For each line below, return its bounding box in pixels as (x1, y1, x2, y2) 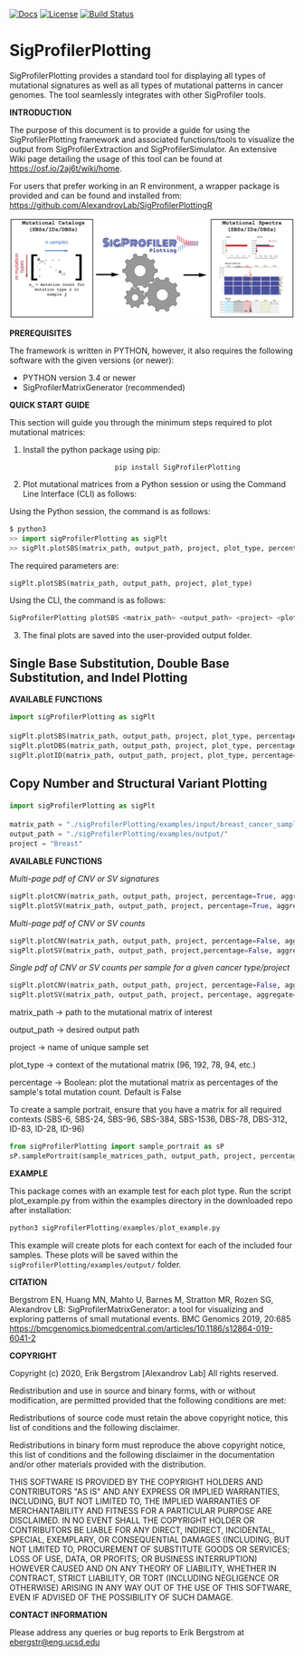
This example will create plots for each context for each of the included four (9, 1240, 292, 1250)
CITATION (9, 1277, 48, 1287)
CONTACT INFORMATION (9, 1609, 108, 1620)
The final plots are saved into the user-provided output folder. (22, 629, 252, 640)
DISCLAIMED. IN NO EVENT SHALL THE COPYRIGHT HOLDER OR (9, 1515, 255, 1526)
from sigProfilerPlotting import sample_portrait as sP (9, 1142, 224, 1152)
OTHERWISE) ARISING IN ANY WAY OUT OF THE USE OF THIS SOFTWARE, (9, 1582, 292, 1593)
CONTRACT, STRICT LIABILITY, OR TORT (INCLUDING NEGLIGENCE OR (9, 1572, 280, 1584)
